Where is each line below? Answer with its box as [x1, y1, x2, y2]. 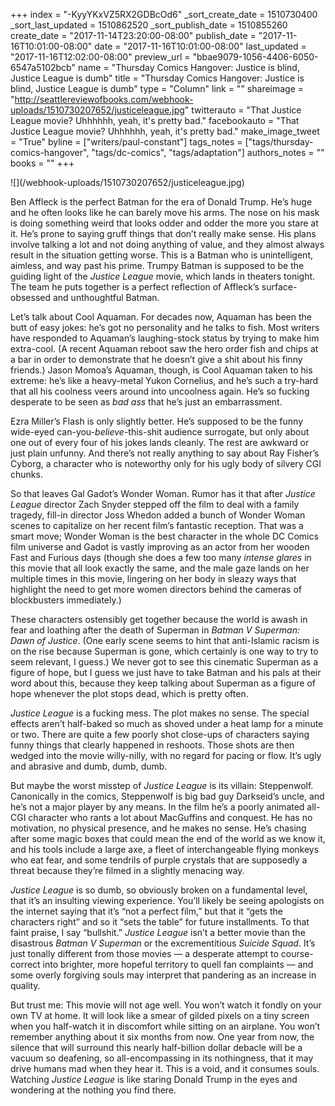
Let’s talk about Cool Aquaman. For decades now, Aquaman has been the [10, 311, 313, 323]
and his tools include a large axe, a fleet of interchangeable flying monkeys [10, 844, 320, 855]
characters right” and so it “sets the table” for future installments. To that [10, 916, 310, 928]
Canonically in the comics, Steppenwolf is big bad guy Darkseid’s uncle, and [10, 790, 325, 802]
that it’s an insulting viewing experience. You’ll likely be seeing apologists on [10, 895, 325, 906]
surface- [261, 281, 298, 293]
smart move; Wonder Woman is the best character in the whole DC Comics [10, 530, 319, 542]
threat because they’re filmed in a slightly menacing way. [10, 865, 245, 876]
